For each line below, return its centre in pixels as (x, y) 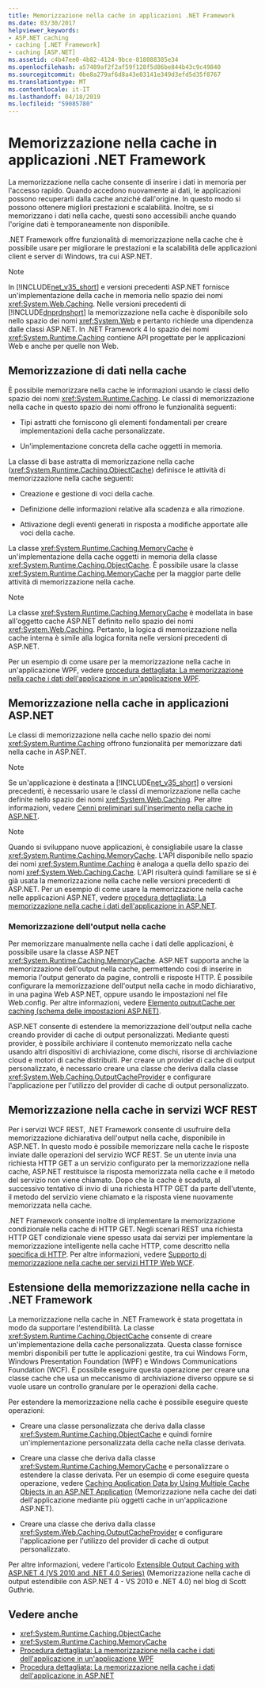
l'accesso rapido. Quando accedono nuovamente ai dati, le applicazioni (125, 190)
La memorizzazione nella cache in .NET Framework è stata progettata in (126, 1319)
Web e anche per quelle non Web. (63, 346)
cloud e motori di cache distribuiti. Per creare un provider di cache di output (132, 1060)
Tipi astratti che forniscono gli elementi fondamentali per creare (123, 422)
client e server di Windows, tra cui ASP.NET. (80, 256)
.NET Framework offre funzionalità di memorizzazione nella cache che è (126, 239)
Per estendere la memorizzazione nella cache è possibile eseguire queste (129, 1402)
